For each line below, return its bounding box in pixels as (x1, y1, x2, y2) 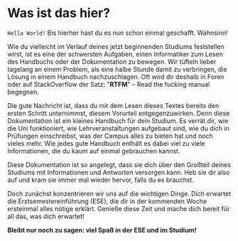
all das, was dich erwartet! (7, 212, 85, 220)
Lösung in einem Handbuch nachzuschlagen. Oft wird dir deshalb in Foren (7, 73, 225, 81)
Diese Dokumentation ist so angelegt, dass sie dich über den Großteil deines (7, 160, 232, 168)
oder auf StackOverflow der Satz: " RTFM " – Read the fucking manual (7, 80, 210, 88)
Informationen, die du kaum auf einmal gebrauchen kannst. (7, 146, 180, 155)
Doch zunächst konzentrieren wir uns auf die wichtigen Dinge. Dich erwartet (7, 189, 232, 198)
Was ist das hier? (7, 5, 111, 21)
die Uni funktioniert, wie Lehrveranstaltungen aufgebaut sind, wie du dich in (7, 124, 229, 132)
